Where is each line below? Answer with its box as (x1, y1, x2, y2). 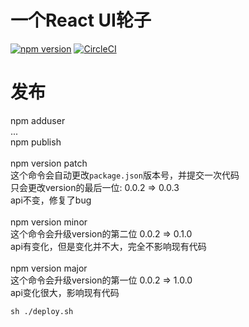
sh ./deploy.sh (10, 306, 74, 316)
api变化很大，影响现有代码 (10, 286, 120, 298)
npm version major (10, 262, 88, 274)
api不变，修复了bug (10, 194, 92, 206)
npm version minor (10, 216, 88, 228)
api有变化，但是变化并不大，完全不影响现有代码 (10, 240, 207, 252)
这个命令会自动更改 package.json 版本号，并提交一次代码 (10, 169, 240, 181)
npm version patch (10, 157, 88, 169)
